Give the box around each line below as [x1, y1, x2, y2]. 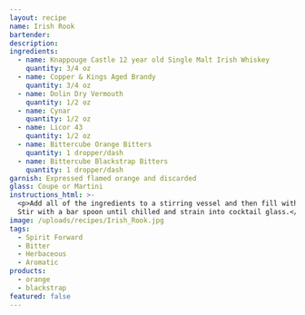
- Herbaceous [17, 250, 67, 259]
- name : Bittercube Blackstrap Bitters [17, 156, 169, 166]
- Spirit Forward [17, 232, 84, 241]
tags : [9, 224, 30, 233]
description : [9, 38, 59, 48]
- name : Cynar [17, 106, 71, 115]
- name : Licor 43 [17, 123, 84, 133]
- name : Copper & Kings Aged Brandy [17, 73, 156, 82]
